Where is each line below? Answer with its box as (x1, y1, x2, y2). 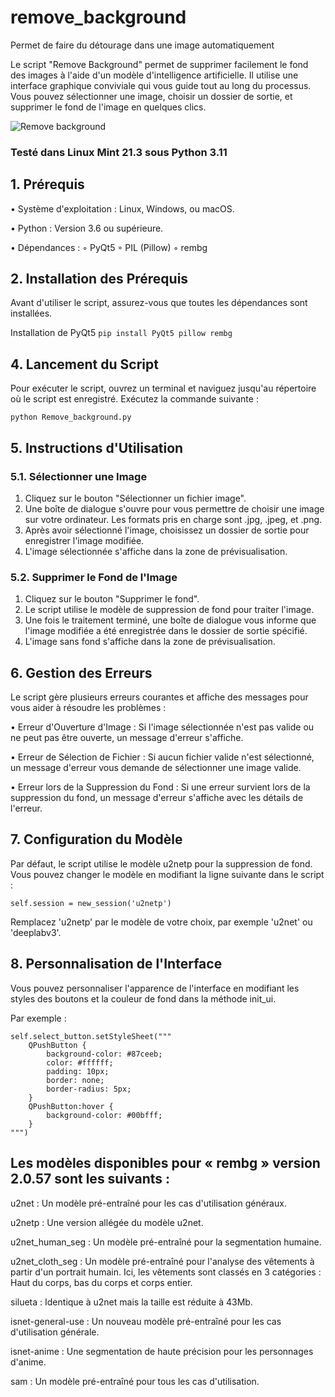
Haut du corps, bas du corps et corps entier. (10, 1276, 193, 1288)
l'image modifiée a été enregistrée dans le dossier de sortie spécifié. (24, 625, 308, 637)
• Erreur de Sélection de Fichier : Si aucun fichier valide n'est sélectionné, (10, 751, 315, 763)
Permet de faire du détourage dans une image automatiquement (10, 39, 275, 51)
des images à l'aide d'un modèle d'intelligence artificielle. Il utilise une (10, 69, 299, 81)
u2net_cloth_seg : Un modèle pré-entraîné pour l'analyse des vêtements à (10, 1255, 315, 1267)
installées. (10, 307, 53, 320)
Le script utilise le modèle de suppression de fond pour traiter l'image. (24, 604, 315, 616)
